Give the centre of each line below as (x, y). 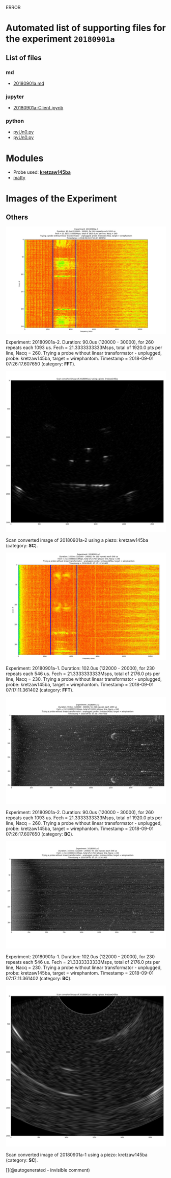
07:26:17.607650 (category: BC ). (40, 834)
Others (17, 217)
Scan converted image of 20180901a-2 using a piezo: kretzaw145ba (77, 540)
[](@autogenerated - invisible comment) (48, 1170)
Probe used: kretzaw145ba (42, 172)
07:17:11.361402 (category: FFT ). (40, 690)
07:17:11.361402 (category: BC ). (39, 979)
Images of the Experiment (61, 198)
